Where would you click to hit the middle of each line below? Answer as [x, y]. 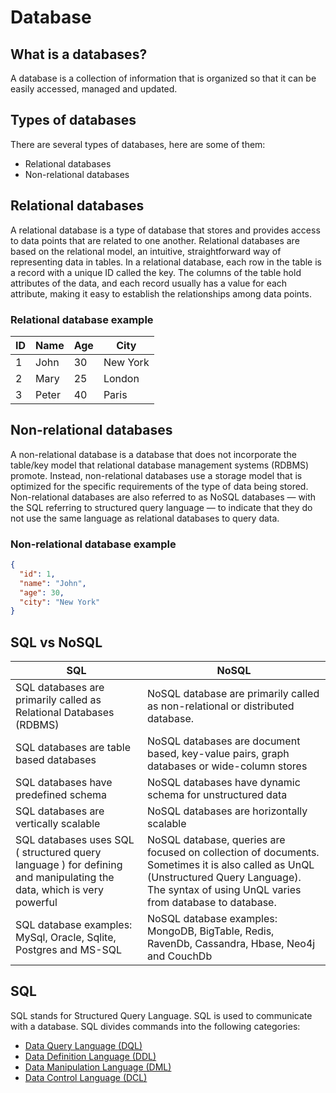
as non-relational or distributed [220, 706]
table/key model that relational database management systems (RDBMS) [160, 465]
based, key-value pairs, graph [218, 754]
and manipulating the [65, 878]
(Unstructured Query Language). [224, 878]
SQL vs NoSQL [56, 642]
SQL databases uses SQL [75, 840]
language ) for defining [69, 865]
